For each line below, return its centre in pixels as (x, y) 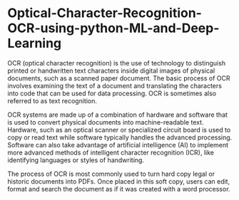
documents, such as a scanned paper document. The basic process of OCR (119, 78)
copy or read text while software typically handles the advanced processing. (120, 137)
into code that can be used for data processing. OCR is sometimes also (112, 93)
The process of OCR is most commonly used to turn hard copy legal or (111, 174)
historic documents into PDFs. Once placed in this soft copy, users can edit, (119, 181)
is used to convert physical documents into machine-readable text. (106, 122)
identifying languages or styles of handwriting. (76, 160)
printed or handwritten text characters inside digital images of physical (111, 70)
